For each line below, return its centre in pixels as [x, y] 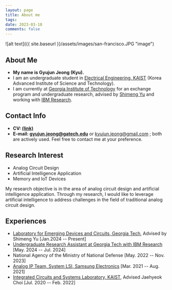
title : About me [23, 15]
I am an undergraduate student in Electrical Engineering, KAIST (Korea [87, 78]
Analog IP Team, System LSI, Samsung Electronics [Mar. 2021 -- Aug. [86, 266]
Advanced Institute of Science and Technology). [64, 83]
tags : [11, 20]
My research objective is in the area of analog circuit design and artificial [82, 189]
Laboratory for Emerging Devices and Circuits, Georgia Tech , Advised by [90, 233]
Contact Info [26, 116]
